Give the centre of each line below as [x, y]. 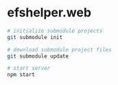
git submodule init [35, 37]
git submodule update [38, 56]
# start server [29, 69]
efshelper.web [49, 13]
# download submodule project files [59, 49]
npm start [21, 75]
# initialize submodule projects [55, 31]
